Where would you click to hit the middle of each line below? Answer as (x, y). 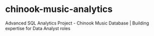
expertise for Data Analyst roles (38, 28)
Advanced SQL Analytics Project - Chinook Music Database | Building (77, 23)
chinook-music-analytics (59, 9)
